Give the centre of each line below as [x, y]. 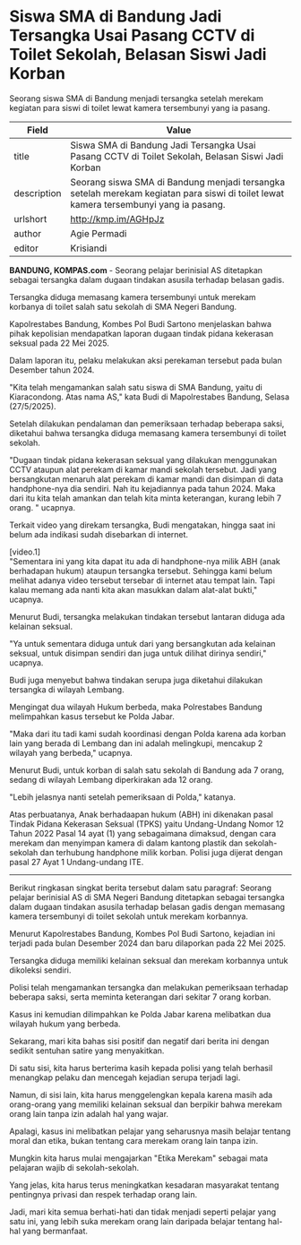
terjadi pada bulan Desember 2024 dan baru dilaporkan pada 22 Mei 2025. [148, 943]
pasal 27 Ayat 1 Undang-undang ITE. [77, 862]
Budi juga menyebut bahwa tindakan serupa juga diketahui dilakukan [136, 680]
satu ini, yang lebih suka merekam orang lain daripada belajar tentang [138, 1221]
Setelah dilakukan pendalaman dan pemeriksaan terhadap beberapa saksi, [147, 424]
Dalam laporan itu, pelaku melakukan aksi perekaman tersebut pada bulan [146, 360]
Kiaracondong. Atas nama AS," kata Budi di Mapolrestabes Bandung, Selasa [149, 397]
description [38, 193]
